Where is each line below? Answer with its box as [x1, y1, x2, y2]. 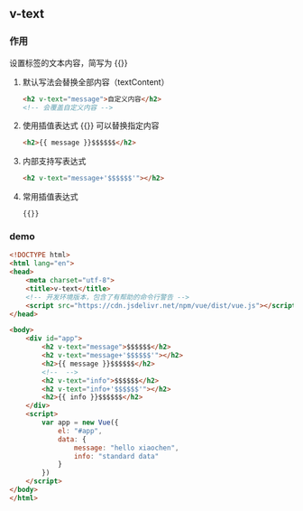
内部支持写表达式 [22, 156, 87, 167]
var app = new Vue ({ [41, 418, 119, 427]
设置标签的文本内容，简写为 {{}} [9, 57, 128, 68]
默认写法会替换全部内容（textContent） [22, 76, 170, 88]
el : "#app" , [57, 426, 103, 435]
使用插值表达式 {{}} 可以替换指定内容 [22, 120, 160, 131]
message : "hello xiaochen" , [73, 443, 179, 452]
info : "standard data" [73, 451, 160, 460]
